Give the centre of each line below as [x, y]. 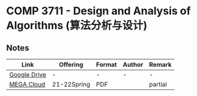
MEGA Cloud [27, 84]
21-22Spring [71, 84]
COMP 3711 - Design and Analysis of [98, 11]
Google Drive [28, 75]
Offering [71, 65]
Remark [161, 65]
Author [133, 65]
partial [158, 84]
